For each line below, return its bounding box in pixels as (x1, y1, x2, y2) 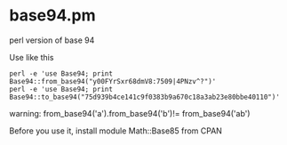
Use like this (9, 52, 54, 62)
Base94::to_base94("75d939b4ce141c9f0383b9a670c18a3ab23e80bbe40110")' (9, 93, 280, 101)
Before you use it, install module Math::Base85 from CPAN (9, 125, 222, 136)
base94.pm (9, 5, 96, 26)
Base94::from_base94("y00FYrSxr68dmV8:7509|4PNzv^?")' (9, 77, 217, 85)
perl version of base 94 (9, 35, 95, 45)
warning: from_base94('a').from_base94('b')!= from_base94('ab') (9, 108, 251, 118)
